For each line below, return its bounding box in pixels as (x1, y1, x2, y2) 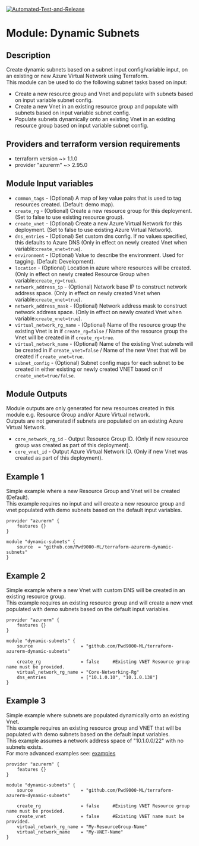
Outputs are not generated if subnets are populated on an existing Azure (6, 417, 184, 424)
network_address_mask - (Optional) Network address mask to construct (14, 302, 187, 309)
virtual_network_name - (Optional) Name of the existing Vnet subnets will (14, 340, 194, 347)
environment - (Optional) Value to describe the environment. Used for (14, 251, 184, 259)
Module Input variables (6, 179, 94, 189)
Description (6, 50, 50, 60)
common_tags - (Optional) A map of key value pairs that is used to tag (14, 194, 182, 202)
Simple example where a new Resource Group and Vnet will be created (6, 488, 180, 495)
